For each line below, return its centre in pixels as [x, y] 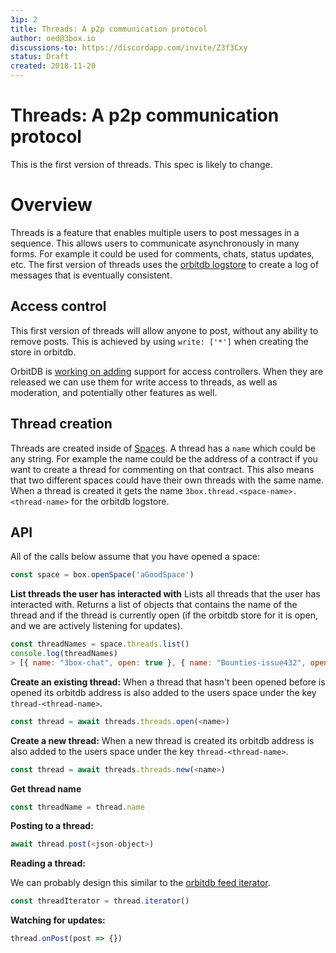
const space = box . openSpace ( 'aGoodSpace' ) [102, 575]
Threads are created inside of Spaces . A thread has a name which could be [163, 448]
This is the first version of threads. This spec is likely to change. [141, 164]
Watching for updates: [58, 920]
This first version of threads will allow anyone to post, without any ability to [164, 330]
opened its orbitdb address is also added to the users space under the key [163, 692]
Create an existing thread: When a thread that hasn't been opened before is [168, 682]
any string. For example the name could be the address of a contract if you [164, 458]
